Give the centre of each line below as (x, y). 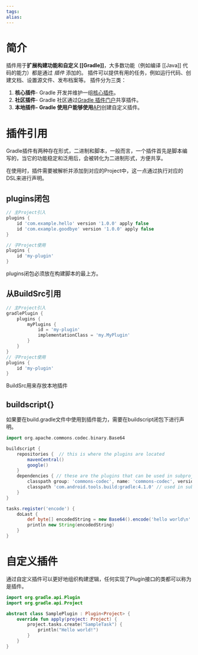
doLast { (27, 514)
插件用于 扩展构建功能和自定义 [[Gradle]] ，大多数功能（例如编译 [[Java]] (94, 65)
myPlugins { (42, 324)
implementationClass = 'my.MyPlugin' (84, 335)
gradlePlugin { (25, 313)
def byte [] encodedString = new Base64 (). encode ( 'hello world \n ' (109, 519)
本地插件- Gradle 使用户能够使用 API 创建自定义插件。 (79, 107)
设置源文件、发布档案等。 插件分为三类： (76, 80)
